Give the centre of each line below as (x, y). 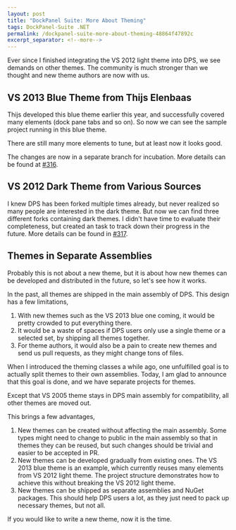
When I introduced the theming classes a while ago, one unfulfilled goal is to (118, 366)
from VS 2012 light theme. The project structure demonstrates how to (118, 475)
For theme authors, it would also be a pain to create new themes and (117, 345)
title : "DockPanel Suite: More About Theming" (77, 20)
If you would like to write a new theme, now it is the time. (90, 519)
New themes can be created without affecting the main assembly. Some (122, 430)
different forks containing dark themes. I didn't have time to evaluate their (114, 218)
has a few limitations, (38, 302)
